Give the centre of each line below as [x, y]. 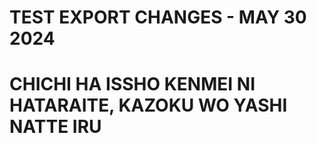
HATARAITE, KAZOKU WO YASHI [148, 105]
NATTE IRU [55, 127]
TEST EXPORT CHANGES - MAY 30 [158, 17]
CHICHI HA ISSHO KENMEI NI [132, 84]
